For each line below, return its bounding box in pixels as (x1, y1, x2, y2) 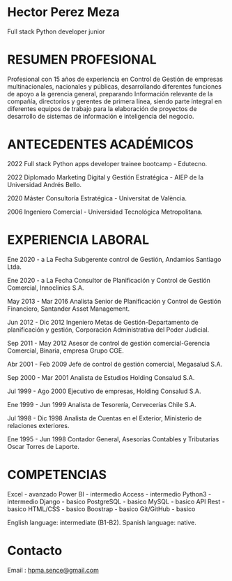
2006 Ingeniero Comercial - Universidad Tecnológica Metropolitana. (7, 207, 203, 216)
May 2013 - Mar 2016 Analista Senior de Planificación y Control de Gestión (7, 297, 222, 305)
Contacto (7, 543, 63, 559)
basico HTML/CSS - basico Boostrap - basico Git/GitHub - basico (7, 504, 196, 513)
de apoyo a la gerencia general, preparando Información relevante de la (7, 89, 213, 98)
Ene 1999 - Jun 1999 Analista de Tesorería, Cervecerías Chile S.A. (7, 400, 196, 409)
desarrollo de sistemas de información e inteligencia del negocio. (7, 112, 194, 120)
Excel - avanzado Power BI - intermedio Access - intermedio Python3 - (7, 490, 211, 498)
